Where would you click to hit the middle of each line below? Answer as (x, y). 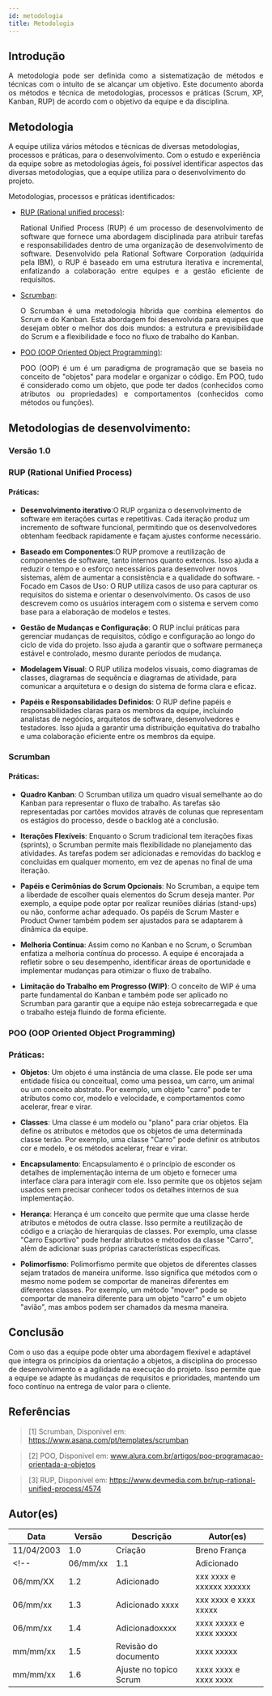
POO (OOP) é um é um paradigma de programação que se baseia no (142, 368)
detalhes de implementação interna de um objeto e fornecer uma (128, 1172)
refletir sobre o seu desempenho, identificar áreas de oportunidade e (135, 962)
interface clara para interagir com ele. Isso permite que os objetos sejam (141, 1181)
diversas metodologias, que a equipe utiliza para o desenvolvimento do (127, 172)
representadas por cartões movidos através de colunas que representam (142, 811)
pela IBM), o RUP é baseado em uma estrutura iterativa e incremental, (142, 262)
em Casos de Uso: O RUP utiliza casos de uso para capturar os (152, 586)
